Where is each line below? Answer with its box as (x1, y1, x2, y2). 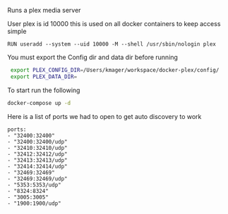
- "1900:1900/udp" (7, 200, 61, 207)
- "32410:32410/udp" (7, 144, 68, 151)
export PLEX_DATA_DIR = (10, 73, 78, 80)
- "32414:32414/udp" (7, 163, 68, 170)
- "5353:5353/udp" (7, 181, 61, 189)
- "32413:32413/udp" (7, 156, 68, 164)
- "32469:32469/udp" (7, 175, 68, 182)
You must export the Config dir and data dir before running (7, 53, 179, 61)
